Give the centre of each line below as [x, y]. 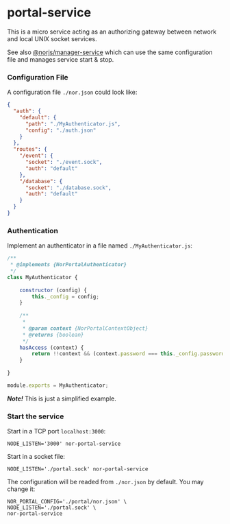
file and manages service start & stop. [61, 59]
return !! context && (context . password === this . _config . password [128, 354]
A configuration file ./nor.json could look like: [72, 92]
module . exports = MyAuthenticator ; [58, 385]
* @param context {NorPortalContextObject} [85, 328]
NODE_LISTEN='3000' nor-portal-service [64, 444]
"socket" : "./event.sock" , [64, 163]
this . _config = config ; [65, 296]
